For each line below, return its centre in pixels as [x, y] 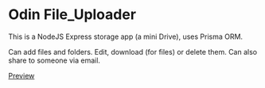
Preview [21, 75]
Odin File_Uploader [72, 15]
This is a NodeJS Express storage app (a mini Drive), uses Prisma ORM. [126, 36]
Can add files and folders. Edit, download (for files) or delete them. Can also [132, 52]
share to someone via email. [55, 60]
